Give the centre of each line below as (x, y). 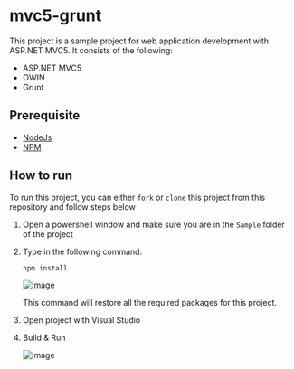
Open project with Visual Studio (81, 320)
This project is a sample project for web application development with (139, 41)
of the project (48, 234)
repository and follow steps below (72, 207)
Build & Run (44, 338)
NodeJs (37, 137)
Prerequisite (45, 115)
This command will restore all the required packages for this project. (150, 303)
